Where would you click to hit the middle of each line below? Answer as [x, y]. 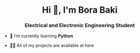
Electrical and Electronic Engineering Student [80, 26]
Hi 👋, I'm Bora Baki [80, 10]
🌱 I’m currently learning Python [41, 36]
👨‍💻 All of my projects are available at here [52, 46]
